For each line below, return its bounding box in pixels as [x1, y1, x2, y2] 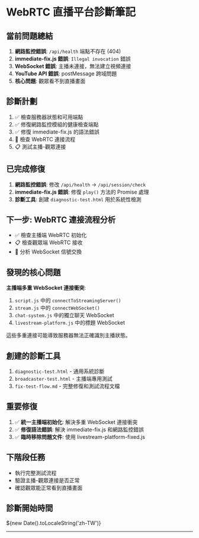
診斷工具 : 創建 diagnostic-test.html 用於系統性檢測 [14, 195, 142, 202]
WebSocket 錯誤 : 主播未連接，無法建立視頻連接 [14, 63, 131, 69]
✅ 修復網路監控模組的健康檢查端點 [14, 121, 99, 128]
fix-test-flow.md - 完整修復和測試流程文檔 [14, 382, 120, 390]
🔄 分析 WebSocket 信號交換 [14, 248, 82, 255]
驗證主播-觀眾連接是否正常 [14, 476, 80, 484]
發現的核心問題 [6, 267, 61, 277]
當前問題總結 [6, 31, 53, 41]
